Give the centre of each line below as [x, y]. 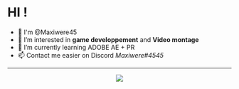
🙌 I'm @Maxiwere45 [47, 32]
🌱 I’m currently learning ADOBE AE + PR [76, 47]
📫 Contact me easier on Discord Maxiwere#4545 [91, 55]
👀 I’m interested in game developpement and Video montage [108, 39]
